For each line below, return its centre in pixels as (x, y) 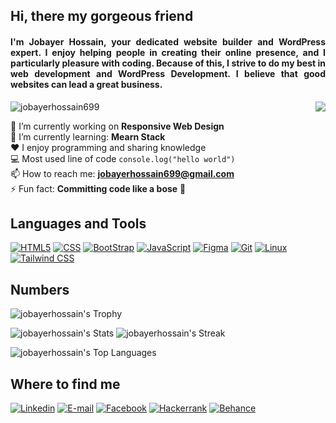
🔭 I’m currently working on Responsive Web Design (117, 126)
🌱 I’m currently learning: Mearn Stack (88, 136)
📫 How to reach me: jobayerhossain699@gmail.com (122, 173)
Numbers (40, 289)
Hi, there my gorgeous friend (102, 16)
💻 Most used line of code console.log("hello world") (123, 158)
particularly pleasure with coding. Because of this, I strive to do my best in (168, 63)
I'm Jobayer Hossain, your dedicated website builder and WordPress (168, 41)
